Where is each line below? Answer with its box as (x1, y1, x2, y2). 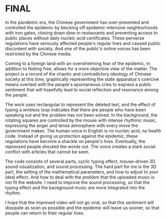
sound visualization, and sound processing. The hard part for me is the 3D (5, 164, 157, 170)
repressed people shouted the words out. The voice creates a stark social (5, 143, 156, 149)
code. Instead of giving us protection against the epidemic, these (5, 133, 138, 139)
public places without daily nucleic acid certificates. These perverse (5, 35, 145, 41)
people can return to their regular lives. (5, 210, 85, 216)
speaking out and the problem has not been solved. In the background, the (5, 112, 158, 118)
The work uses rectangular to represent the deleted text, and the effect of (5, 101, 156, 107)
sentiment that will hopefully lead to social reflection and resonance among (5, 87, 159, 92)
